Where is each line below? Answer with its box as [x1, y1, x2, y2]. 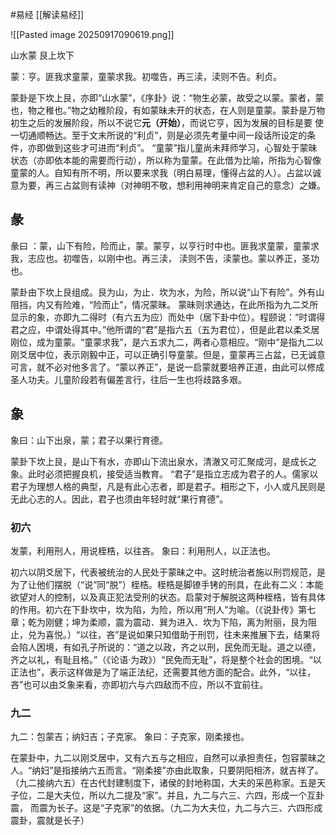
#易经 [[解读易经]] [10, 9, 85, 20]
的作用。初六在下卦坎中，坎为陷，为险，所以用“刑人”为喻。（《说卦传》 [10, 603, 299, 615]
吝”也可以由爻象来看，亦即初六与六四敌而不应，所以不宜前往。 [10, 678, 269, 690]
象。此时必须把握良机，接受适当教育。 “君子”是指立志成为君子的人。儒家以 [10, 468, 319, 480]
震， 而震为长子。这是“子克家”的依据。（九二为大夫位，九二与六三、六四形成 [10, 802, 323, 814]
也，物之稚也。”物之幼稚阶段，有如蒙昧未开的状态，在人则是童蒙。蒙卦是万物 [10, 104, 326, 116]
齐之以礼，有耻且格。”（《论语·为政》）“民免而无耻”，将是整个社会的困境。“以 [10, 653, 322, 665]
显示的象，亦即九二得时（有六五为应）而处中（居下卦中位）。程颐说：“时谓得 [10, 311, 326, 323]
